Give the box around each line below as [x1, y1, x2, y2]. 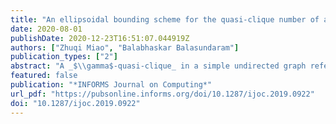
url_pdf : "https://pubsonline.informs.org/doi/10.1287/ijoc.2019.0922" [10, 89, 315, 99]
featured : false [10, 71, 78, 81]
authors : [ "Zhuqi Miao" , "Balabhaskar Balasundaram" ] [10, 42, 240, 53]
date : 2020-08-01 [10, 24, 83, 34]
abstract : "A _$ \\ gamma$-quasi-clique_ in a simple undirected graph [10, 61, 307, 71]
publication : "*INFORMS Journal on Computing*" [10, 80, 213, 90]
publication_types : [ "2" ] [10, 52, 118, 62]
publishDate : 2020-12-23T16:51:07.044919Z [10, 33, 190, 43]
